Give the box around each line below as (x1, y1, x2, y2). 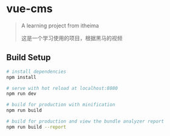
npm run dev (6, 90, 36, 97)
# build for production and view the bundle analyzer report (6, 118, 165, 124)
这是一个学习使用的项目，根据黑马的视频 (21, 34, 123, 41)
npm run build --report (6, 124, 67, 130)
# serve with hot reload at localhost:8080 (6, 85, 118, 91)
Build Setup (6, 52, 51, 63)
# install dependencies (6, 69, 67, 75)
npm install (6, 74, 36, 80)
